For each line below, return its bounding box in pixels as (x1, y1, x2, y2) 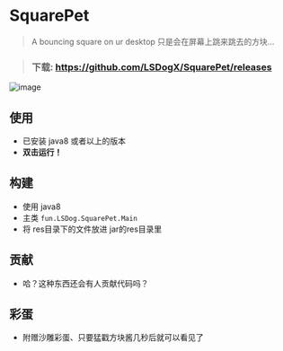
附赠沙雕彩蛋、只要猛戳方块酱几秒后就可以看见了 (22, 332, 204, 343)
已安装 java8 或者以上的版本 (22, 136, 127, 146)
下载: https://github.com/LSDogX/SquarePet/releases (31, 60, 272, 73)
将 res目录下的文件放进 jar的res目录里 (22, 224, 163, 234)
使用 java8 (22, 201, 61, 212)
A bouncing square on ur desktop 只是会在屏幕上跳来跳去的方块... (31, 36, 275, 47)
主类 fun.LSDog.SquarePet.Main (22, 212, 137, 223)
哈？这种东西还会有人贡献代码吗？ (22, 277, 149, 288)
